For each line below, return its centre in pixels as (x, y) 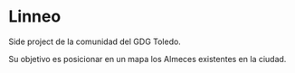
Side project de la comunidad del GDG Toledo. (95, 41)
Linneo (35, 17)
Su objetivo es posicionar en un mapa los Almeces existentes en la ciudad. (147, 59)
